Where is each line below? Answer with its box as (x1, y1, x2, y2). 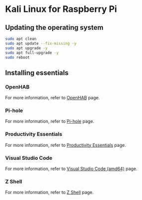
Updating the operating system (5, 23, 104, 32)
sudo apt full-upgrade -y (5, 50, 59, 55)
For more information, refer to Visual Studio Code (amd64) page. (5, 165, 138, 172)
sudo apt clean (5, 36, 37, 41)
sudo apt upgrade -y (5, 46, 48, 51)
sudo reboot (5, 55, 30, 60)
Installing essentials (5, 68, 69, 77)
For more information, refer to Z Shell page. (5, 190, 94, 196)
